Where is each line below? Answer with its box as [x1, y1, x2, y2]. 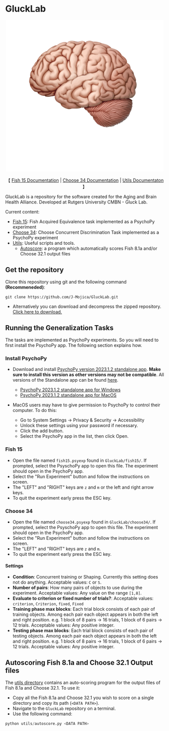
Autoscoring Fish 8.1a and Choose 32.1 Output [5, 658, 153, 667]
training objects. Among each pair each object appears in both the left [12, 611, 158, 617]
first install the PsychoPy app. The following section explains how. [5, 342, 142, 348]
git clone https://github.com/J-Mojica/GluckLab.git [5, 295, 119, 300]
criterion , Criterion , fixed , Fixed [12, 601, 84, 607]
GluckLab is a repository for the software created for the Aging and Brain [5, 194, 157, 200]
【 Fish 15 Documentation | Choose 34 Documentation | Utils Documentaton [6, 177, 164, 183]
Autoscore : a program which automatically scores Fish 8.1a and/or [20, 245, 157, 251]
